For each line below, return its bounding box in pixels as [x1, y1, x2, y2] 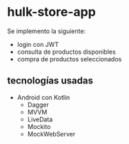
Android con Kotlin [17, 93, 70, 101]
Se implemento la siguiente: [7, 27, 86, 35]
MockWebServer [27, 130, 76, 138]
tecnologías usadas [7, 75, 93, 87]
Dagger [27, 101, 50, 109]
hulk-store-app [7, 4, 97, 20]
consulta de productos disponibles [17, 48, 116, 56]
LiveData [27, 115, 53, 123]
